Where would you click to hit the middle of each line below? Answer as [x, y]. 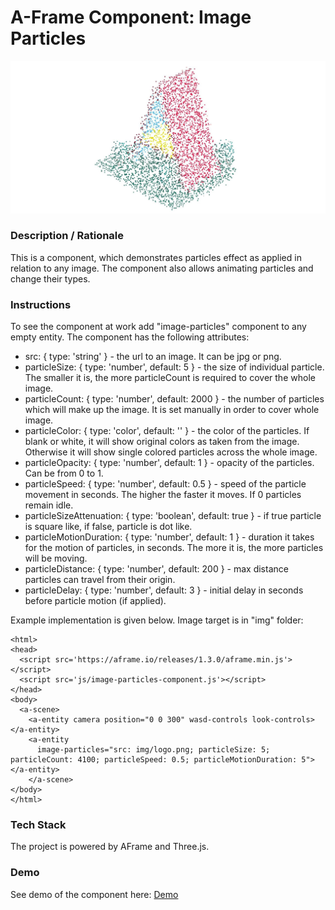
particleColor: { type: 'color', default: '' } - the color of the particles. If [167, 431]
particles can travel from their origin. [100, 580]
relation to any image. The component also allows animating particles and [162, 268]
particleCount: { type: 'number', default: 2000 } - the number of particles [174, 399]
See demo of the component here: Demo [94, 894]
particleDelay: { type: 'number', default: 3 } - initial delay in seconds [164, 590]
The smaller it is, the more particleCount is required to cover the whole [170, 378]
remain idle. [49, 505]
